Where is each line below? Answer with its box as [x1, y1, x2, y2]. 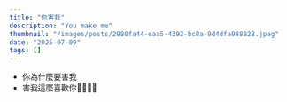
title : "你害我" [9, 12, 66, 22]
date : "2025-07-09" [9, 37, 81, 47]
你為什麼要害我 [21, 72, 77, 82]
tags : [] [9, 46, 42, 55]
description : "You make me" [9, 21, 113, 30]
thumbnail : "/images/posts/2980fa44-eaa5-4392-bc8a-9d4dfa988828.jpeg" [9, 29, 279, 38]
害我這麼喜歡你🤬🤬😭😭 [21, 82, 97, 93]
